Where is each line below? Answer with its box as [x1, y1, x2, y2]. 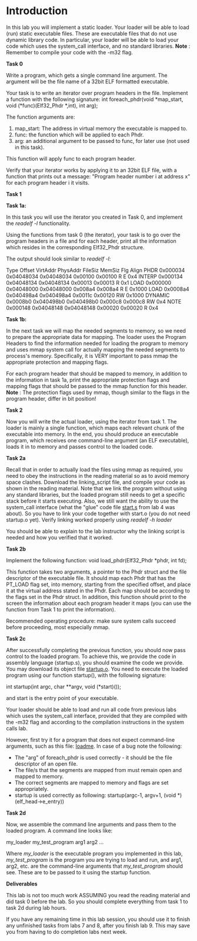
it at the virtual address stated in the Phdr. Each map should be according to [6, 587, 190, 594]
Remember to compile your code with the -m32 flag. [6, 48, 133, 56]
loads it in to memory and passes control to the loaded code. [6, 443, 153, 450]
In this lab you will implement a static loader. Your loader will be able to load [6, 24, 189, 31]
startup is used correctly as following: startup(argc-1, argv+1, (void [14, 792, 176, 799]
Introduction [6, 4, 68, 18]
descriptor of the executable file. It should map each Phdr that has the [6, 574, 176, 581]
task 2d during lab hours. [6, 904, 67, 911]
